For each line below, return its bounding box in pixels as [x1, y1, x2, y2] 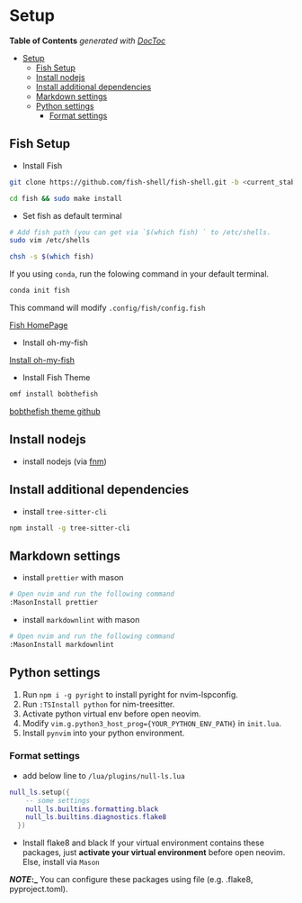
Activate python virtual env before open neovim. [22, 708, 201, 719]
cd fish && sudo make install [9, 194, 123, 203]
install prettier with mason [22, 572, 124, 583]
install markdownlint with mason [22, 614, 140, 625]
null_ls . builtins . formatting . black [25, 804, 159, 814]
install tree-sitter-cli [22, 506, 108, 516]
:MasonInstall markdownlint [9, 640, 115, 649]
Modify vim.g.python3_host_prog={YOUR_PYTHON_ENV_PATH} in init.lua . [22, 717, 281, 728]
